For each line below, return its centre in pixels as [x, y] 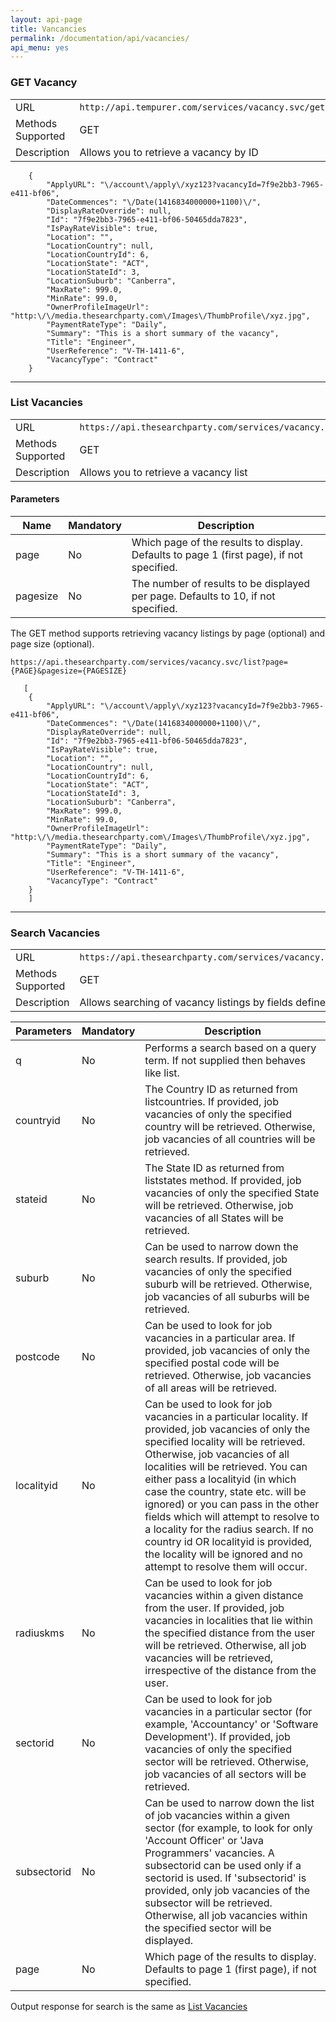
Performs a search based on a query [230, 1048]
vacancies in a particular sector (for [228, 1712]
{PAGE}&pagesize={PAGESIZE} [69, 671]
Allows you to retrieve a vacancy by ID [169, 152]
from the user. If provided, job [214, 1608]
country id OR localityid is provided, [228, 1542]
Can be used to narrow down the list [229, 1803]
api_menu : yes [40, 47]
